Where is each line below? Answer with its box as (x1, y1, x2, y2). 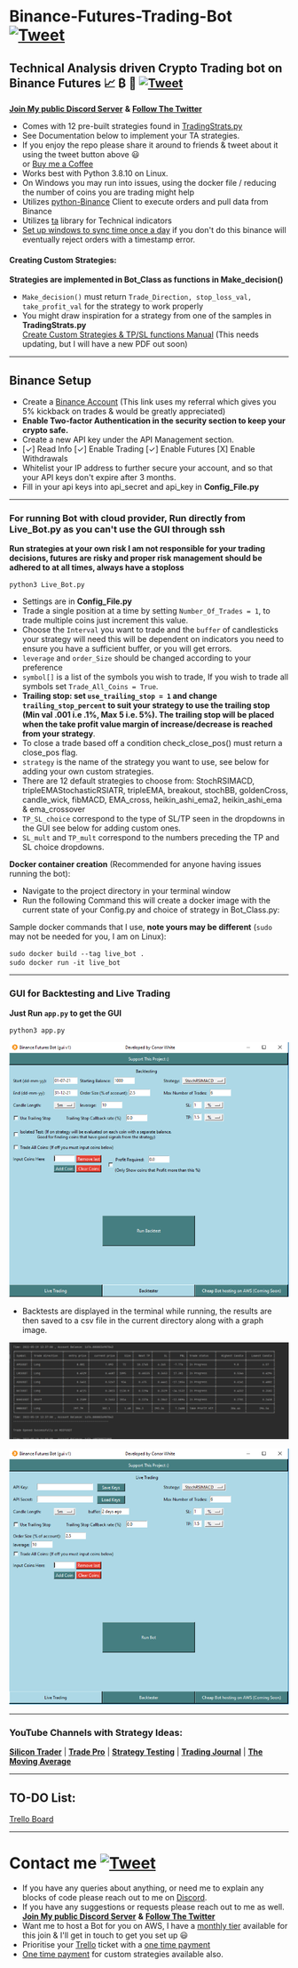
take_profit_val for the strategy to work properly (21, 301, 204, 312)
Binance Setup (9, 373, 92, 388)
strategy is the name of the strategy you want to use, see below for (21, 757, 270, 767)
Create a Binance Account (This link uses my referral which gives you (21, 397, 277, 407)
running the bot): (9, 869, 71, 880)
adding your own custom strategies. (21, 767, 154, 777)
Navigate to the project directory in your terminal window (21, 886, 231, 896)
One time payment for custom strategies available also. (21, 1949, 223, 1960)
